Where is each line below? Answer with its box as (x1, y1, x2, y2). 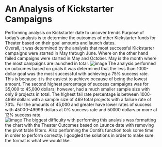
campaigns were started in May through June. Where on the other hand (5, 50, 148, 56)
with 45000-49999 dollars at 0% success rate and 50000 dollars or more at (5, 106, 158, 112)
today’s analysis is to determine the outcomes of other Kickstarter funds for (5, 35, 156, 41)
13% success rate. (5, 112, 42, 118)
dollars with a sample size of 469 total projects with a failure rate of (16, 96, 152, 102)
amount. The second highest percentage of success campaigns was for (5, 81, 149, 87)
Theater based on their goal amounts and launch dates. (5, 40, 116, 45)
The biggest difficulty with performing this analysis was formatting (23, 117, 156, 123)
